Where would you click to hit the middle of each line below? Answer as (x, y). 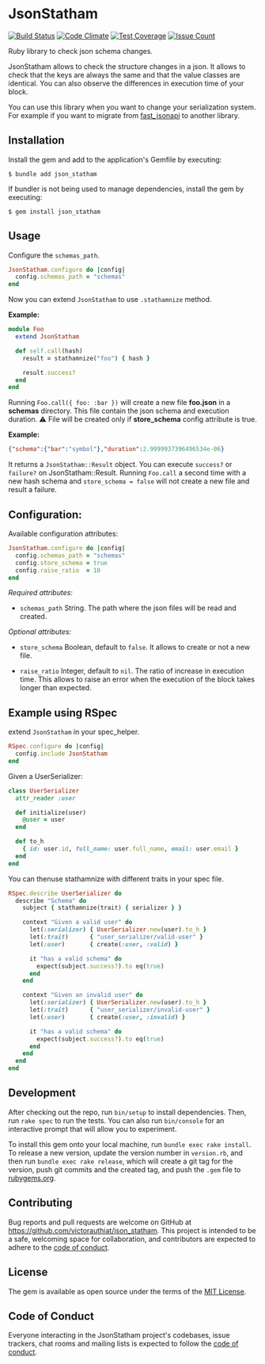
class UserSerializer (44, 791)
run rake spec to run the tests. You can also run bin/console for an (116, 1120)
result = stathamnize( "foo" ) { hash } (86, 358)
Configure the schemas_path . (54, 255)
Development (42, 1093)
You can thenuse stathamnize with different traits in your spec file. (116, 879)
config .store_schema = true (62, 563)
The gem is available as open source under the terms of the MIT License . (127, 1291)
